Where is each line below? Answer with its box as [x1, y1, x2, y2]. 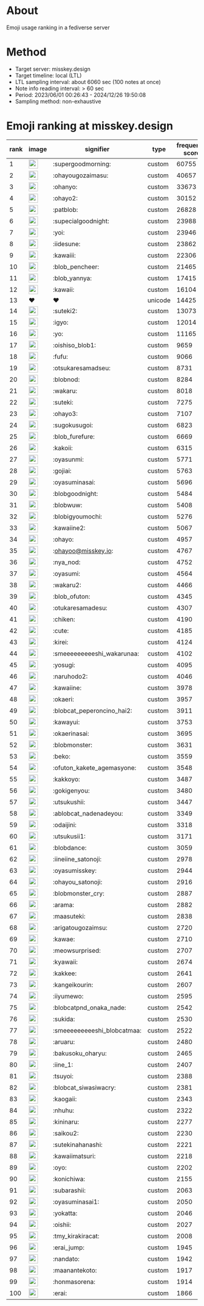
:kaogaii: [52, 1095, 77, 1103]
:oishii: [52, 1220, 72, 1229]
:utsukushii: [52, 797, 86, 806]
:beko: [52, 752, 71, 760]
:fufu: [52, 352, 69, 361]
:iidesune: [52, 239, 81, 248]
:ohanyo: [52, 182, 78, 191]
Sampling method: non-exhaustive [15, 97, 101, 105]
